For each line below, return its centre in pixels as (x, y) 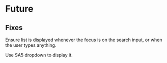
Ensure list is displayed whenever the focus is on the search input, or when (84, 40)
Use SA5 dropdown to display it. (39, 55)
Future (20, 9)
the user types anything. (31, 45)
